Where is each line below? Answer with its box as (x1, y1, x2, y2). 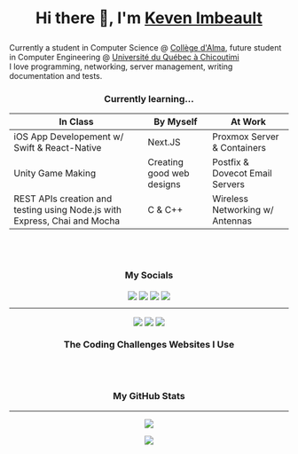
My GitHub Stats (113, 390, 185, 403)
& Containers (212, 142, 266, 154)
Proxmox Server (212, 130, 279, 143)
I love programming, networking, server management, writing (9, 61, 233, 72)
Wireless (212, 192, 248, 205)
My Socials (124, 270, 174, 282)
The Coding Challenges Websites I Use (63, 339, 235, 351)
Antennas (212, 215, 253, 227)
